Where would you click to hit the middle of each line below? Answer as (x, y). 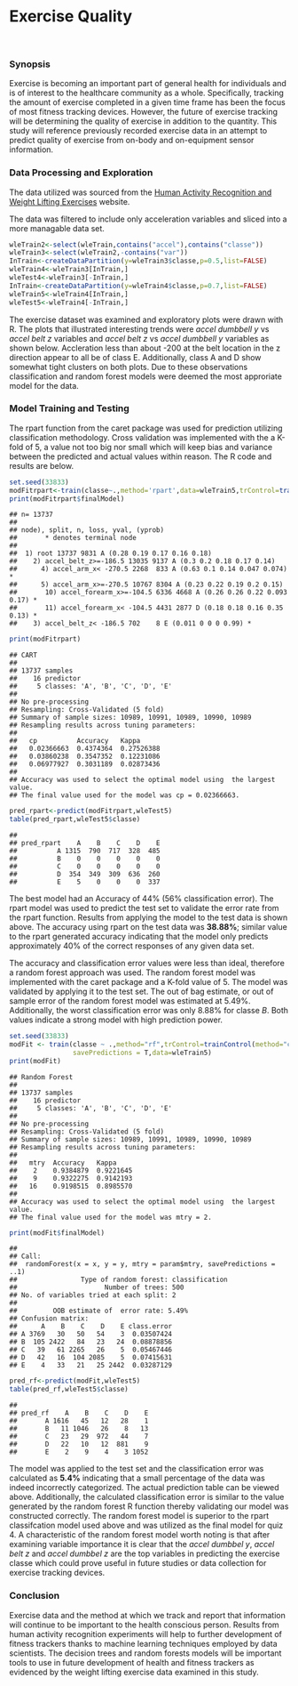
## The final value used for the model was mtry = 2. (111, 1217)
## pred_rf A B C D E (79, 1413)
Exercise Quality (71, 16)
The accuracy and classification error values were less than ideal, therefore (147, 964)
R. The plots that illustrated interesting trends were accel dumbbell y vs (139, 329)
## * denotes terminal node (73, 538)
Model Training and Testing (70, 408)
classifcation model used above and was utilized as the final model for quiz (146, 1525)
